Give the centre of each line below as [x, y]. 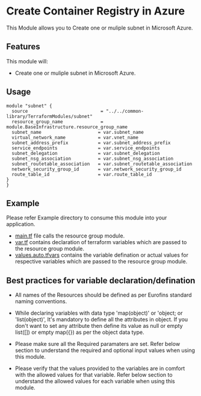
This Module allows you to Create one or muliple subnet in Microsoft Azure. [100, 28]
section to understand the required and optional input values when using [105, 350]
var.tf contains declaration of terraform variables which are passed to [101, 242]
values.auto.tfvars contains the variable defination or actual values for [101, 255]
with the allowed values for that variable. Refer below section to [94, 375]
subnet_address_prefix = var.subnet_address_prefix [91, 143]
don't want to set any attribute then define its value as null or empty [99, 326]
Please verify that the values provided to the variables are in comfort [100, 368]
